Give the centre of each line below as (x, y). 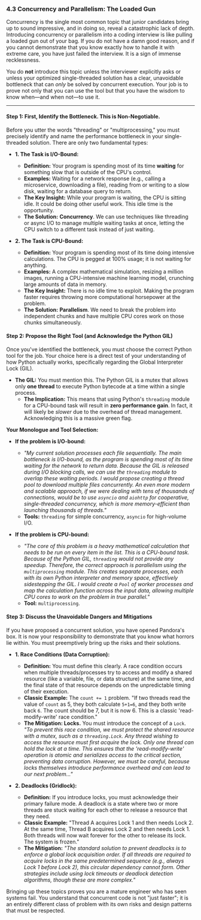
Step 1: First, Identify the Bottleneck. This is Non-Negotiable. (83, 116)
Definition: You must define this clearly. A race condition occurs (103, 666)
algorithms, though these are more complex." (80, 880)
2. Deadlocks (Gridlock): (46, 785)
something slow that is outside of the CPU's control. (88, 172)
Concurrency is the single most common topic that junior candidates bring (98, 22)
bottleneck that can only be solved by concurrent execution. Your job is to (97, 84)
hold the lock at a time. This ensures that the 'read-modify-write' (104, 748)
